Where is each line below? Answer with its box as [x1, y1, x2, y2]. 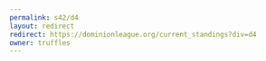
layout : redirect [9, 22, 75, 30]
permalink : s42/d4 [9, 13, 79, 22]
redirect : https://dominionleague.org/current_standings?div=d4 [9, 30, 257, 39]
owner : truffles [9, 38, 71, 48]
